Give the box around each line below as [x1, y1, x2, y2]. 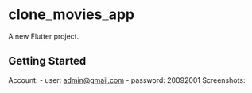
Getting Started [8, 54, 87, 68]
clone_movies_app [8, 6, 135, 24]
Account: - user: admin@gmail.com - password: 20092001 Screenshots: [8, 75, 246, 84]
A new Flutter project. [8, 32, 79, 41]
